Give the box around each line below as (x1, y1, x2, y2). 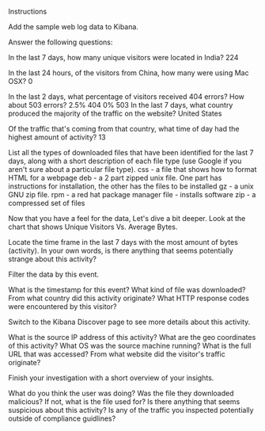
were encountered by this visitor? (8, 302, 117, 311)
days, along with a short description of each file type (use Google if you (8, 156, 242, 166)
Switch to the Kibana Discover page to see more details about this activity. (8, 317, 251, 326)
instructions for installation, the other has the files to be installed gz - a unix (8, 181, 255, 191)
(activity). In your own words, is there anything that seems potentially (8, 246, 233, 255)
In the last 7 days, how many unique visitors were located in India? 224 (8, 53, 239, 62)
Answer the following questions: (8, 37, 113, 47)
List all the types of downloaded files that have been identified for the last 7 (8, 148, 254, 157)
